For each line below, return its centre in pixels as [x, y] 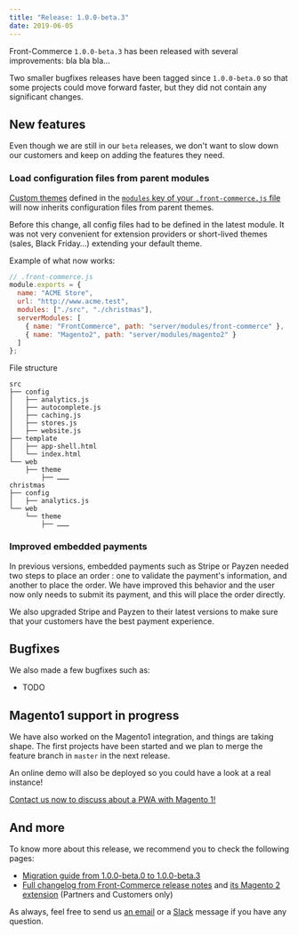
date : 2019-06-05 [41, 26]
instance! [26, 782]
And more [37, 827]
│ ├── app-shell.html [53, 447]
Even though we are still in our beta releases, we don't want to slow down [144, 146]
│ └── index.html [45, 454]
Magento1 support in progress [94, 715]
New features [48, 124]
